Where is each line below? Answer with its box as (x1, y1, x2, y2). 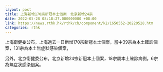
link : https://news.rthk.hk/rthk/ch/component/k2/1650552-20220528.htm (5, 20, 153, 26)
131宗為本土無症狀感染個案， (13, 45, 72, 51)
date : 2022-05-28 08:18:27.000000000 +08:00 (5, 16, 97, 21)
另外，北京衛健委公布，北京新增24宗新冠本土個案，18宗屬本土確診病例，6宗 (5, 55, 158, 61)
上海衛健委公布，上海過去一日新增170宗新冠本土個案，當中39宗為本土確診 (5, 39, 154, 45)
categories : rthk (5, 25, 40, 30)
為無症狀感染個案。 (5, 62, 44, 68)
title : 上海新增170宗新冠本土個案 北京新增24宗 (5, 12, 93, 17)
